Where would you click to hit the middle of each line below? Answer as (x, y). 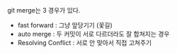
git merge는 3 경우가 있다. (44, 10)
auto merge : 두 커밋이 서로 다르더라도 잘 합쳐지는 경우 (93, 34)
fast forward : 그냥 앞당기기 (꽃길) (65, 25)
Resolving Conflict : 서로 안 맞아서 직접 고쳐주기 (85, 43)
